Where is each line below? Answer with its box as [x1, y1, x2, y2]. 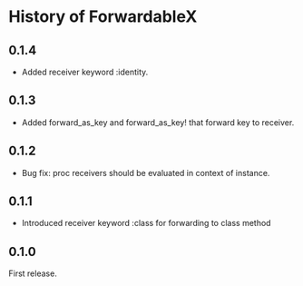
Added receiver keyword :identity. [21, 66, 149, 77]
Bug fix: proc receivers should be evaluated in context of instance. [21, 167, 270, 178]
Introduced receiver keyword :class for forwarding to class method [21, 218, 271, 229]
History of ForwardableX [8, 6, 198, 27]
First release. [8, 268, 58, 279]
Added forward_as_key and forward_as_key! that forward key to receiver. [21, 116, 295, 128]
